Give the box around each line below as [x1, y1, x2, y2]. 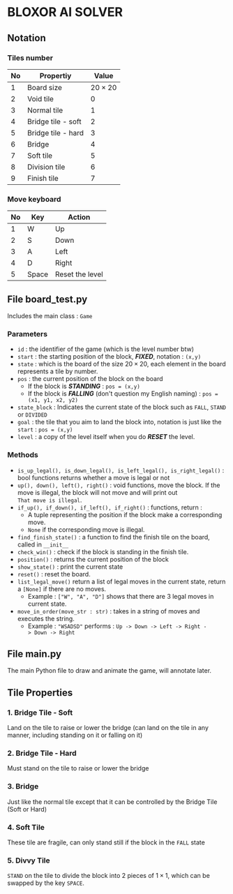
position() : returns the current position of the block [17, 555, 169, 563]
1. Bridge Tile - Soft [7, 708, 73, 717]
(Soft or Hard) [7, 805, 47, 813]
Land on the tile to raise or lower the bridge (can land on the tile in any [7, 724, 209, 732]
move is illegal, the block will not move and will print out [17, 488, 178, 496]
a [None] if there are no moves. [17, 584, 107, 593]
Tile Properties [7, 687, 73, 699]
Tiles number [7, 53, 54, 63]
